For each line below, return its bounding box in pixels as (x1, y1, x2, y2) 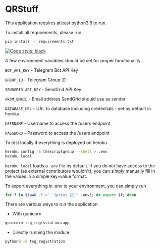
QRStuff (5, 3, 39, 15)
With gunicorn (12, 211, 42, 217)
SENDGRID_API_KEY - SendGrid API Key (5, 86, 82, 92)
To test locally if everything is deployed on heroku (5, 140, 107, 146)
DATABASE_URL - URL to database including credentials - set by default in (5, 105, 151, 111)
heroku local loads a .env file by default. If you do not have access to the (5, 162, 155, 169)
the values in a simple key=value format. (5, 173, 88, 179)
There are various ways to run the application (5, 201, 98, 207)
